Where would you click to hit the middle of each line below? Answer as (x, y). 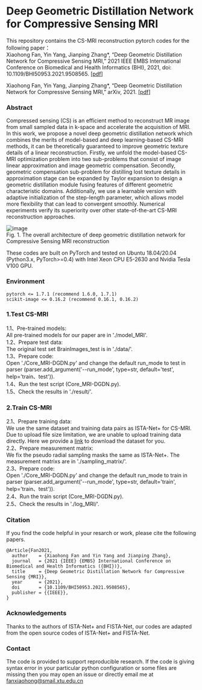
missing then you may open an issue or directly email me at (80, 674)
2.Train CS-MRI (29, 407)
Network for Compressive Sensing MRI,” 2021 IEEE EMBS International (93, 61)
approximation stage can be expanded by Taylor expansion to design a (94, 179)
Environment (26, 282)
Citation (18, 520)
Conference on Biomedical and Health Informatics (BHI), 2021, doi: (89, 67)
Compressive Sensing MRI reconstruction (58, 241)
